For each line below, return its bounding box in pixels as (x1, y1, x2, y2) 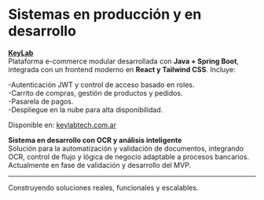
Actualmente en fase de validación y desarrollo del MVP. (8, 160, 191, 169)
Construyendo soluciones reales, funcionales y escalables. (8, 183, 199, 192)
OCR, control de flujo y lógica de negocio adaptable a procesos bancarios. (8, 151, 250, 162)
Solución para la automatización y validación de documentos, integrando (8, 144, 244, 153)
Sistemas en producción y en (8, 5, 202, 24)
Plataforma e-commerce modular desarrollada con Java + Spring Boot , (8, 56, 240, 66)
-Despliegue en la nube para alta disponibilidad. (8, 104, 163, 115)
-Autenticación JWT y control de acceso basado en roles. (8, 80, 195, 89)
